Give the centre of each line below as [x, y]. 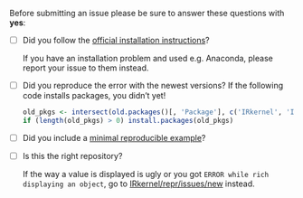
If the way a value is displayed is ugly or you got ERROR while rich [146, 174]
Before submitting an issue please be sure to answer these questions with [147, 13]
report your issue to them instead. [85, 68]
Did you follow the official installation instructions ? [116, 40]
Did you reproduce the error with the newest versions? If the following [153, 86]
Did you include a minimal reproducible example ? [114, 137]
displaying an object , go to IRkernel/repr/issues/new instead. [138, 184]
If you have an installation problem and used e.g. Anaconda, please [147, 59]
